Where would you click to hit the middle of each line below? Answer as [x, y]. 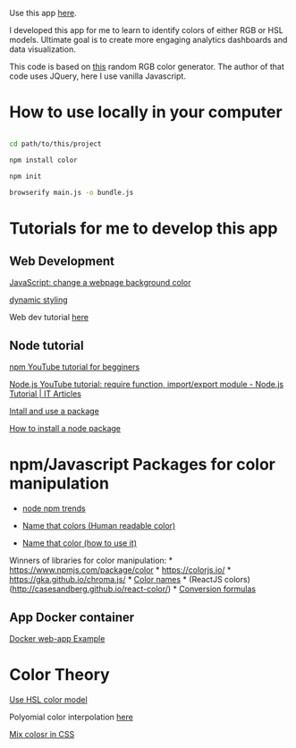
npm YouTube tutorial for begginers [75, 367]
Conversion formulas [217, 589]
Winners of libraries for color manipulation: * [91, 561]
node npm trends [54, 508]
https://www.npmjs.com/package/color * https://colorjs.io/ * [120, 570]
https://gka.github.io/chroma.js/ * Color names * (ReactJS [116, 580]
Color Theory [59, 675]
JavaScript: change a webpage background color [100, 283]
